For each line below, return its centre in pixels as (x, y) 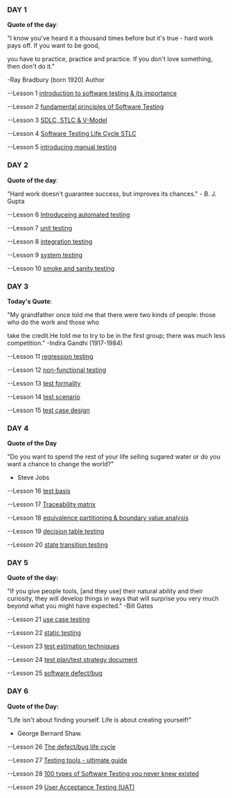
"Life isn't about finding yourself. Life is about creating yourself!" (99, 720)
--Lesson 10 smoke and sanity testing (61, 268)
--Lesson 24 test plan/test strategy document (72, 660)
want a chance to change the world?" (61, 464)
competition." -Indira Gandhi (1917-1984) (65, 343)
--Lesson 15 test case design (48, 410)
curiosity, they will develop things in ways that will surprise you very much (113, 599)
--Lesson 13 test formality (44, 383)
